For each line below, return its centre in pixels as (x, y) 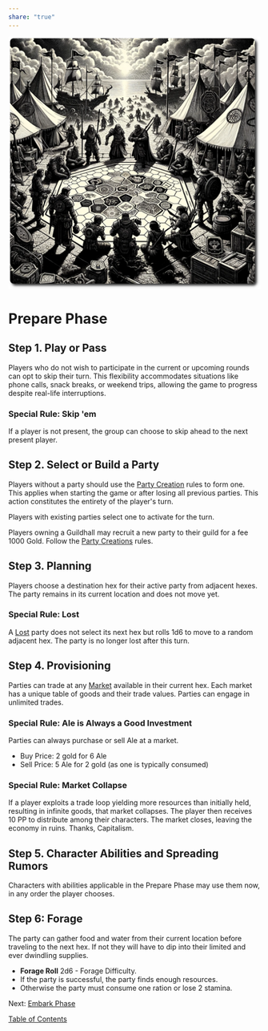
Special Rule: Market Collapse (68, 785)
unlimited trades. (36, 702)
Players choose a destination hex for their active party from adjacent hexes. (133, 585)
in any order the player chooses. (62, 894)
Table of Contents (38, 1019)
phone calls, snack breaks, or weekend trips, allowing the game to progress (133, 384)
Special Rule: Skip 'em (52, 414)
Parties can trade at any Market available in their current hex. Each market (130, 685)
